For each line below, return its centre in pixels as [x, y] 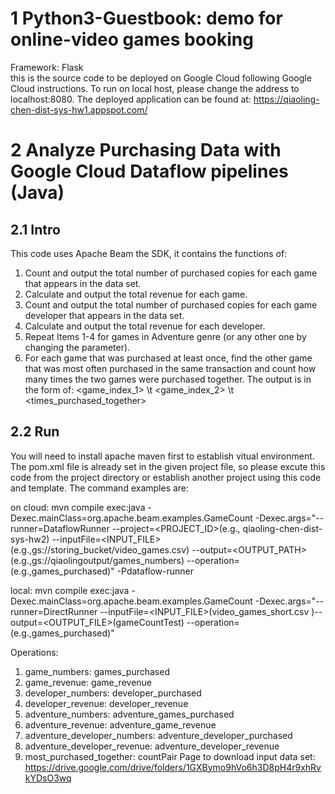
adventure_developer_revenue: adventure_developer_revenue [152, 746]
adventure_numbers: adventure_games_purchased [129, 714]
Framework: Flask [47, 67]
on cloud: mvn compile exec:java [78, 507]
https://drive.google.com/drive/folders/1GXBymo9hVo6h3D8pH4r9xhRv [173, 767]
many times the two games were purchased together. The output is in [168, 379]
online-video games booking [132, 39]
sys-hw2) [30, 539]
